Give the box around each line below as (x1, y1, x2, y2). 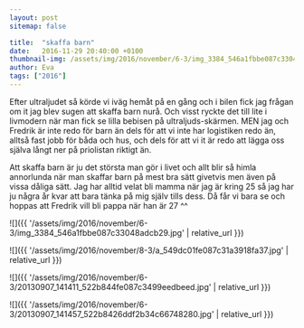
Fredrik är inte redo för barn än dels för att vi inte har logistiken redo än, (9, 125, 276, 136)
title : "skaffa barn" (9, 38, 95, 47)
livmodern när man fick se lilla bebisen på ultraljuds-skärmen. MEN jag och (9, 115, 290, 127)
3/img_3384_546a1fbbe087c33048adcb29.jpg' (9, 227, 185, 238)
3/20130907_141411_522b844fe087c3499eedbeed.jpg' (9, 281, 212, 292)
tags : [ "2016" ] (9, 71, 67, 81)
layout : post (9, 13, 59, 23)
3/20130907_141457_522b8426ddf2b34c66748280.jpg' (9, 308, 214, 319)
